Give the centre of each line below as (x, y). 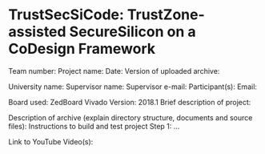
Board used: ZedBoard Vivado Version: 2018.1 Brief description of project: (130, 102)
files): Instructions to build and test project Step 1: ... (94, 126)
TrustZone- (166, 15)
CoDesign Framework (82, 49)
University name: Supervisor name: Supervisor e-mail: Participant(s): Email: (133, 87)
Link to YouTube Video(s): (51, 141)
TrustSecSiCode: (66, 15)
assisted (37, 32)
